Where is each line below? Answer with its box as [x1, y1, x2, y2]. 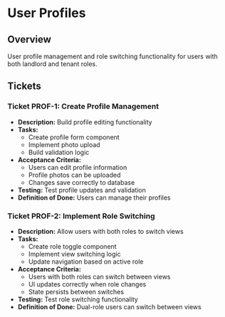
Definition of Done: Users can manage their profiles [17, 193, 171, 202]
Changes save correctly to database [28, 178, 135, 186]
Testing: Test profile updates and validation [17, 186, 146, 194]
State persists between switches [28, 287, 125, 296]
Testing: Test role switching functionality [17, 295, 139, 303]
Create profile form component [28, 133, 120, 141]
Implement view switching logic [28, 249, 121, 258]
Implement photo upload [28, 140, 101, 149]
